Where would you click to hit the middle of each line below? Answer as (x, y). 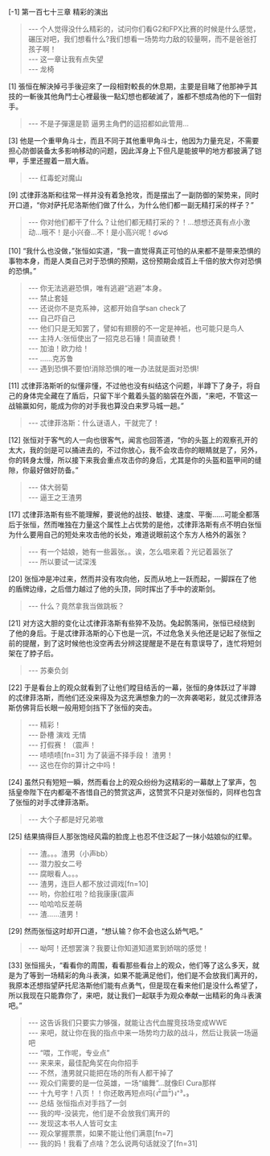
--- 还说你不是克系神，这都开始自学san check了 (107, 308)
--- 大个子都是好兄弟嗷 (66, 819)
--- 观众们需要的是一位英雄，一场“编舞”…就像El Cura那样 (122, 1083)
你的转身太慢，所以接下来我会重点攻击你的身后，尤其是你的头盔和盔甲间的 (131, 460)
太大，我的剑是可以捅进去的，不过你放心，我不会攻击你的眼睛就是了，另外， (135, 450)
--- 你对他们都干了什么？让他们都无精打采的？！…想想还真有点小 (135, 222)
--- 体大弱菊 (48, 487)
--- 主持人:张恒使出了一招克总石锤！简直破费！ (105, 338)
